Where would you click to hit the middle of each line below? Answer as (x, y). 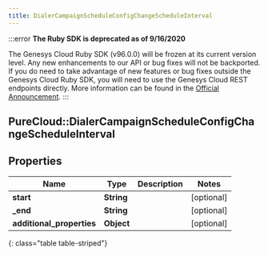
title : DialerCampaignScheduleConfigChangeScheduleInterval (111, 16)
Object (117, 223)
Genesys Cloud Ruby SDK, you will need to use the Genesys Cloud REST (128, 79)
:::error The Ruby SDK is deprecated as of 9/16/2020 (97, 38)
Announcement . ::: (39, 96)
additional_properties (54, 223)
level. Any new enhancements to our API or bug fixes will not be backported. (134, 62)
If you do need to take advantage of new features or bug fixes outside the (130, 71)
